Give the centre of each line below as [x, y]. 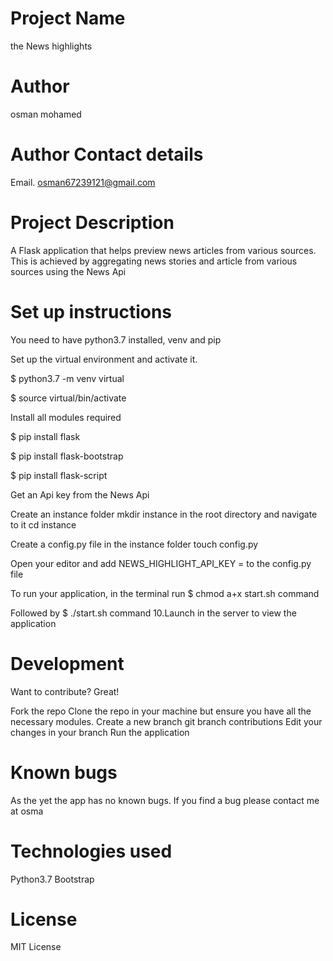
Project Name [68, 18]
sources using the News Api [68, 271]
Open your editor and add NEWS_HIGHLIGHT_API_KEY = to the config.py [161, 563]
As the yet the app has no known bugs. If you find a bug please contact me [165, 800]
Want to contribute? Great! [65, 691]
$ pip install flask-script [59, 475]
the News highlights [51, 46]
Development [67, 663]
